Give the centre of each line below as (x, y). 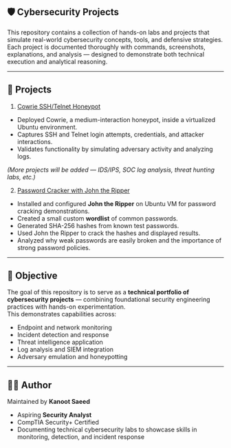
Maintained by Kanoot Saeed (49, 402)
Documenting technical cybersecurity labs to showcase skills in (107, 429)
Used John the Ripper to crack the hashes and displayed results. (109, 233)
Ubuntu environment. (47, 127)
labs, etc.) (21, 177)
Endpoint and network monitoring (64, 327)
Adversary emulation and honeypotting (72, 357)
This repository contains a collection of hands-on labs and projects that (108, 32)
